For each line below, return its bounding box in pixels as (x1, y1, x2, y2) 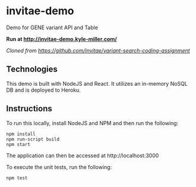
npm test (6, 174, 28, 181)
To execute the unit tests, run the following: (6, 163, 112, 170)
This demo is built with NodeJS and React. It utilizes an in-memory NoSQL (6, 80, 188, 87)
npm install (6, 131, 36, 137)
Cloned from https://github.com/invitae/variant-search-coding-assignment (6, 46, 190, 54)
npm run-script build (6, 136, 60, 142)
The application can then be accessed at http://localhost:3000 (6, 152, 159, 159)
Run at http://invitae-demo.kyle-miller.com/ (6, 35, 117, 42)
